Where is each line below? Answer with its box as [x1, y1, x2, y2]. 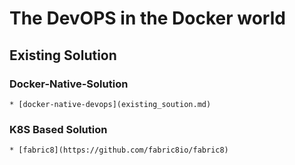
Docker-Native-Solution [9, 77, 129, 91]
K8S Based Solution [9, 122, 108, 136]
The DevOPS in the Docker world [9, 7, 286, 30]
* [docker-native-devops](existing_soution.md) [9, 99, 212, 109]
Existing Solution [9, 47, 117, 64]
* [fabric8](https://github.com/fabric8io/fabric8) [9, 145, 229, 156]
